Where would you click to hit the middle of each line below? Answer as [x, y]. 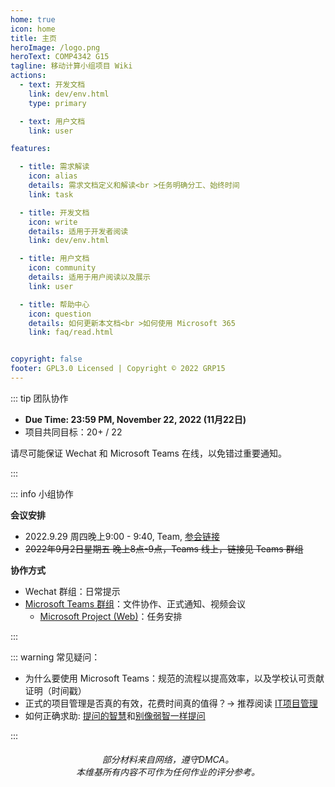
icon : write [53, 222]
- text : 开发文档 [52, 85]
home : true [33, 19]
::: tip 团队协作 [39, 398]
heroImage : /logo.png [55, 47]
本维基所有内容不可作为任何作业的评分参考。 [168, 772]
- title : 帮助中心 [54, 304]
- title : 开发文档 [54, 212]
